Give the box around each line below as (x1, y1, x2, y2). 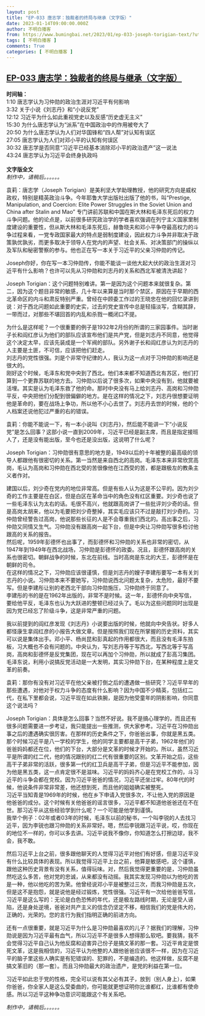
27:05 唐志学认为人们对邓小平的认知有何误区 (6, 136, 119, 144)
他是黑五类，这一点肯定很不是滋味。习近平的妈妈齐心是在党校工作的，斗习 (11, 768, 199, 775)
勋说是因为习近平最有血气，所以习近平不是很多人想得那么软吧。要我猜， (6, 932, 188, 939)
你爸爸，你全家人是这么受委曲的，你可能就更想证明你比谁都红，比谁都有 (6, 982, 188, 990)
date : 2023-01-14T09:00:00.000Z (6, 20, 88, 26)
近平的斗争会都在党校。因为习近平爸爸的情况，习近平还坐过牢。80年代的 (6, 776, 190, 783)
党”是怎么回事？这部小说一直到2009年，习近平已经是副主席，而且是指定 (6, 428, 188, 435)
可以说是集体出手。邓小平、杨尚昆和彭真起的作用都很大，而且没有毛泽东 (6, 635, 188, 642)
